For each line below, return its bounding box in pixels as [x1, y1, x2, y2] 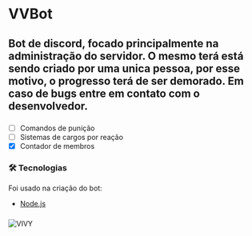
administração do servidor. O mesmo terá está [8, 49, 244, 62]
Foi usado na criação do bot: [8, 183, 102, 193]
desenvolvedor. [8, 99, 88, 113]
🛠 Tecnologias [8, 162, 68, 173]
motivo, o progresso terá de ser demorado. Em [8, 74, 244, 88]
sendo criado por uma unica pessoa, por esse [8, 62, 241, 75]
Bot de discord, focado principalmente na [8, 37, 219, 50]
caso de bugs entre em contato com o [8, 86, 200, 100]
